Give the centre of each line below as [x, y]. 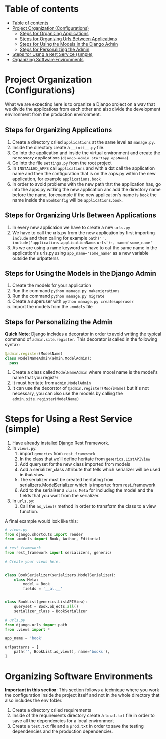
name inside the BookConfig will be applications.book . [67, 200]
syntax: [13, 345]
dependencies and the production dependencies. [63, 731]
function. [29, 511]
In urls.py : [23, 501]
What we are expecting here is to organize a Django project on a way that [80, 104]
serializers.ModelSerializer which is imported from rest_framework [87, 485]
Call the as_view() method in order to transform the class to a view [88, 506]
